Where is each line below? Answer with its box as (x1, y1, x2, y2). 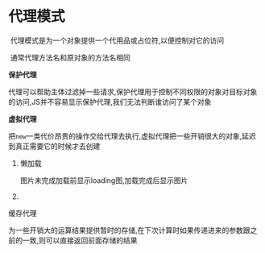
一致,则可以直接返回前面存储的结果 (22, 235, 139, 245)
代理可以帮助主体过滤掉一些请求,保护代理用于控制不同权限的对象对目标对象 (8, 86, 258, 97)
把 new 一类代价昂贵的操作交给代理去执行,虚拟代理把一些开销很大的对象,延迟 (8, 131, 256, 141)
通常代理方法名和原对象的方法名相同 (10, 52, 130, 62)
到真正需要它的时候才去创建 (8, 141, 101, 151)
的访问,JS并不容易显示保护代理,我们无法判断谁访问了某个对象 (8, 97, 212, 106)
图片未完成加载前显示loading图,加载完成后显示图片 (19, 175, 188, 185)
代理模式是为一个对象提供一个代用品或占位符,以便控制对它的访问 (10, 35, 224, 45)
